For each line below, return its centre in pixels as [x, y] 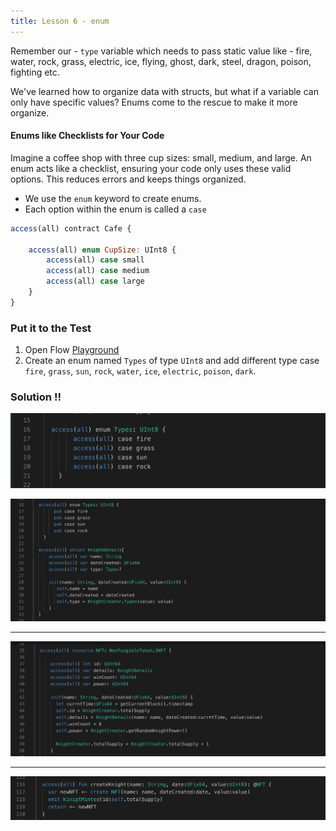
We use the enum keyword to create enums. [113, 198]
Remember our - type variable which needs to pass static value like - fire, [161, 51]
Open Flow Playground [72, 350]
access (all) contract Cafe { [71, 228]
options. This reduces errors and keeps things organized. [128, 179]
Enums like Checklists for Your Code [87, 136]
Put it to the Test [51, 328]
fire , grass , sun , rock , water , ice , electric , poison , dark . [140, 371]
